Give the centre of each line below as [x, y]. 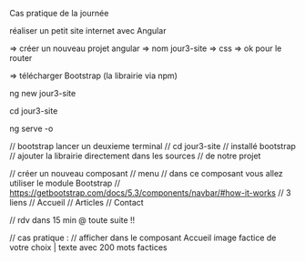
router [21, 58]
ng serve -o [31, 128]
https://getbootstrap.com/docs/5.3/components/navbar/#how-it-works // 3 [150, 193]
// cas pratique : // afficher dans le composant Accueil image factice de [143, 237]
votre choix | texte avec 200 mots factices [88, 247]
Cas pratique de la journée [59, 13]
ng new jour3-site [43, 93]
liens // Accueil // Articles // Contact [76, 202]
